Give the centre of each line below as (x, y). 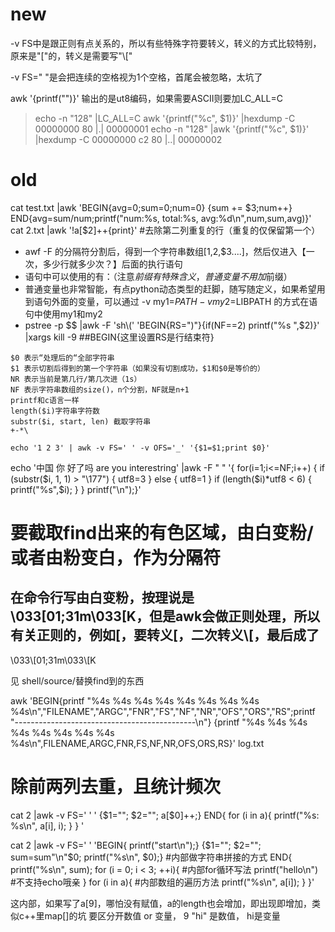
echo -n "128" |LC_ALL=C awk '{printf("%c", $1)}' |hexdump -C (165, 118)
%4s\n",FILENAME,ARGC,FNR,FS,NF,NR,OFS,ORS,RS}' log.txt (137, 743)
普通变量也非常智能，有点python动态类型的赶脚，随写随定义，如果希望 (170, 289)
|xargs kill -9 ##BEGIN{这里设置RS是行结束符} (119, 337)
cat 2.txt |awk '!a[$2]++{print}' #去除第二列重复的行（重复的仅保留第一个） (165, 230)
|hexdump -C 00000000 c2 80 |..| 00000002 (128, 139)
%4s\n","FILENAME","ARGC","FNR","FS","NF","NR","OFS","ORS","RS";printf (163, 711)
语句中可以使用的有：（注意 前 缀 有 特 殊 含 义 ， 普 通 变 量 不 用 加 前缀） (158, 276)
